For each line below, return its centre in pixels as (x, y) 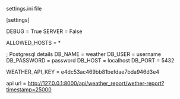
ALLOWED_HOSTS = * (34, 43)
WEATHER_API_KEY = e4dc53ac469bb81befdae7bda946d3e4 (83, 72)
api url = (16, 83)
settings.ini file (24, 9)
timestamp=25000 (29, 90)
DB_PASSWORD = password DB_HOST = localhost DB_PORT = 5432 (90, 60)
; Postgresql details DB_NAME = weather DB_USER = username (84, 54)
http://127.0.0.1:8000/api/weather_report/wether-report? (96, 83)
